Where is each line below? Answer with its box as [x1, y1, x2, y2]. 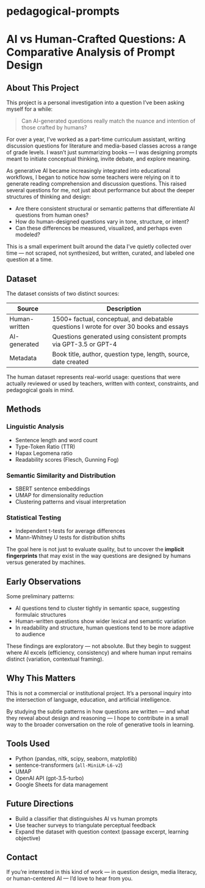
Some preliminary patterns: [6, 593, 75, 600]
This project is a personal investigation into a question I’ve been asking [6, 99, 185, 107]
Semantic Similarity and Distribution [6, 471, 116, 480]
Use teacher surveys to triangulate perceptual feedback [15, 821, 156, 829]
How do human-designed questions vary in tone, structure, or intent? [15, 218, 189, 225]
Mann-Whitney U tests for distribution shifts [15, 534, 125, 541]
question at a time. [6, 256, 53, 263]
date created [52, 358, 89, 366]
